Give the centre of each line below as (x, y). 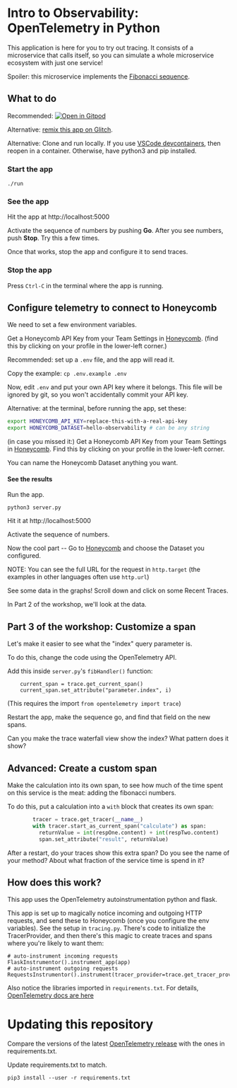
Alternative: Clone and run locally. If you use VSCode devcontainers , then (114, 143)
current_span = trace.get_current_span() (81, 685)
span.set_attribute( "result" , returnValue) (104, 839)
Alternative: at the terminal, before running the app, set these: (97, 408)
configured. (24, 556)
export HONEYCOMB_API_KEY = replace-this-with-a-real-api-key (98, 422)
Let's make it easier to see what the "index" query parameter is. (100, 644)
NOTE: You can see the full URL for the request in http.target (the (104, 569)
